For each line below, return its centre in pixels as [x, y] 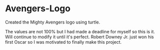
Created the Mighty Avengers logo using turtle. [53, 22]
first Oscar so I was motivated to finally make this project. [63, 42]
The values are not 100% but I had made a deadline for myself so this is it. [80, 31]
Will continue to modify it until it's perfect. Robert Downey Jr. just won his [80, 37]
